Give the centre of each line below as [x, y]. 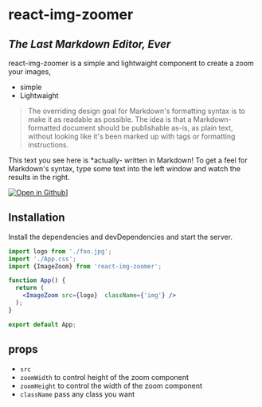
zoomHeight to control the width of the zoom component [111, 385]
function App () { [37, 280]
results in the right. [39, 177]
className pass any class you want [77, 394]
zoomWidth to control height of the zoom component [104, 377]
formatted [44, 128]
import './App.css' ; [43, 259]
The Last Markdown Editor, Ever [90, 44]
